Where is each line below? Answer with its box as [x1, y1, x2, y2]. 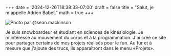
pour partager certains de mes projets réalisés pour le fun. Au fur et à [5, 40, 152, 46]
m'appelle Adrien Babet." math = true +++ [5, 10, 94, 16]
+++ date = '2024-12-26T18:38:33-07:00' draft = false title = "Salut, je [5, 5, 154, 10]
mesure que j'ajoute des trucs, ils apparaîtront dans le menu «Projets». [5, 45, 155, 51]
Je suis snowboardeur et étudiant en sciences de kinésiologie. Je [5, 29, 143, 35]
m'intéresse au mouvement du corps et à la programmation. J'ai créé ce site [5, 35, 166, 40]
